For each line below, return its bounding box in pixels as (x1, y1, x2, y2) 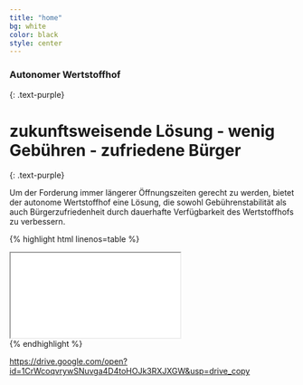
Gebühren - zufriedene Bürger (9, 140, 241, 160)
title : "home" (9, 13, 63, 23)
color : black (9, 30, 59, 39)
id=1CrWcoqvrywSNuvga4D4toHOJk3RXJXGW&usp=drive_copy (9, 366, 251, 377)
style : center (9, 38, 63, 48)
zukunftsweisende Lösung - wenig (9, 120, 276, 141)
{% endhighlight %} (9, 339, 83, 350)
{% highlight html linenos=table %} (9, 234, 140, 245)
